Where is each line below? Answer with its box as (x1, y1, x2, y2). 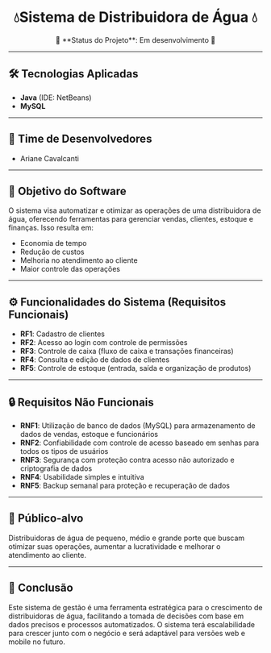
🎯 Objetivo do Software (8, 184, 127, 198)
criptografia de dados (19, 464, 93, 473)
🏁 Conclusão (8, 581, 74, 595)
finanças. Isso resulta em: (8, 223, 94, 233)
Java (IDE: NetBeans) (19, 93, 92, 102)
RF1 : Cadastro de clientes (19, 329, 105, 339)
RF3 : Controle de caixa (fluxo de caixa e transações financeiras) (19, 347, 234, 356)
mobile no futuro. (8, 637, 66, 647)
